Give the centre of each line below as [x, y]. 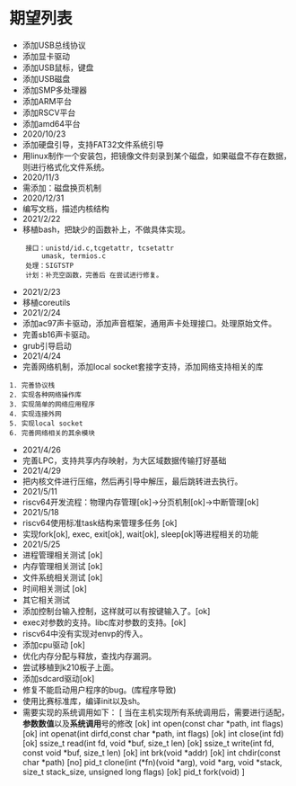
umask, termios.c [74, 256]
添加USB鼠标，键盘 [58, 67]
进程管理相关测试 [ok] [62, 555]
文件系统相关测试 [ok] [62, 577]
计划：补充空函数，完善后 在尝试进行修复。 [94, 275]
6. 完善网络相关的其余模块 [52, 433]
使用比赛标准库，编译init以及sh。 [83, 701]
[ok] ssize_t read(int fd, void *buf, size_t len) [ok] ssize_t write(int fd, [148, 743]
